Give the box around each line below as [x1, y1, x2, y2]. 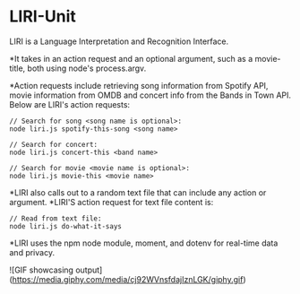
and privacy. [9, 246, 56, 257]
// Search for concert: [9, 140, 99, 149]
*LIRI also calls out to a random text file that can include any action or [9, 186, 267, 198]
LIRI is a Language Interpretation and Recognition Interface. [9, 36, 229, 47]
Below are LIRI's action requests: [9, 99, 131, 109]
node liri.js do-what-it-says [9, 221, 123, 230]
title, [9, 63, 26, 73]
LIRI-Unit [9, 6, 76, 27]
